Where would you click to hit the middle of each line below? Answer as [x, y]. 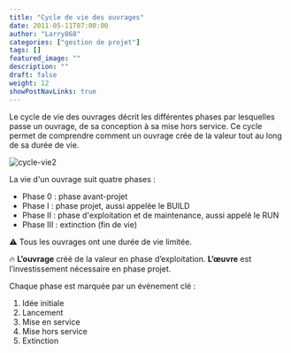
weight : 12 [29, 83]
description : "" [39, 67]
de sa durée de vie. [44, 145]
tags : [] [25, 50]
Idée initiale [43, 303]
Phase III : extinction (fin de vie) [80, 224]
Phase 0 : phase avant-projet [75, 196]
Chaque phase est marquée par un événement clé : [103, 286]
